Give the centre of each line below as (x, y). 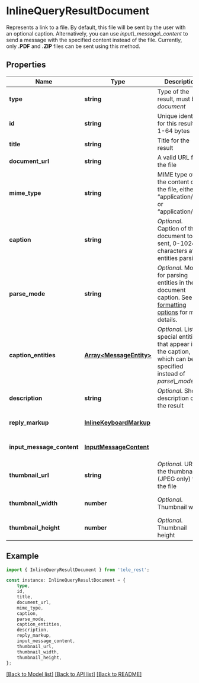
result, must (174, 99)
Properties (26, 65)
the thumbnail (176, 471)
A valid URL (173, 157)
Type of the (173, 91)
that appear (173, 344)
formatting (172, 304)
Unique (167, 116)
